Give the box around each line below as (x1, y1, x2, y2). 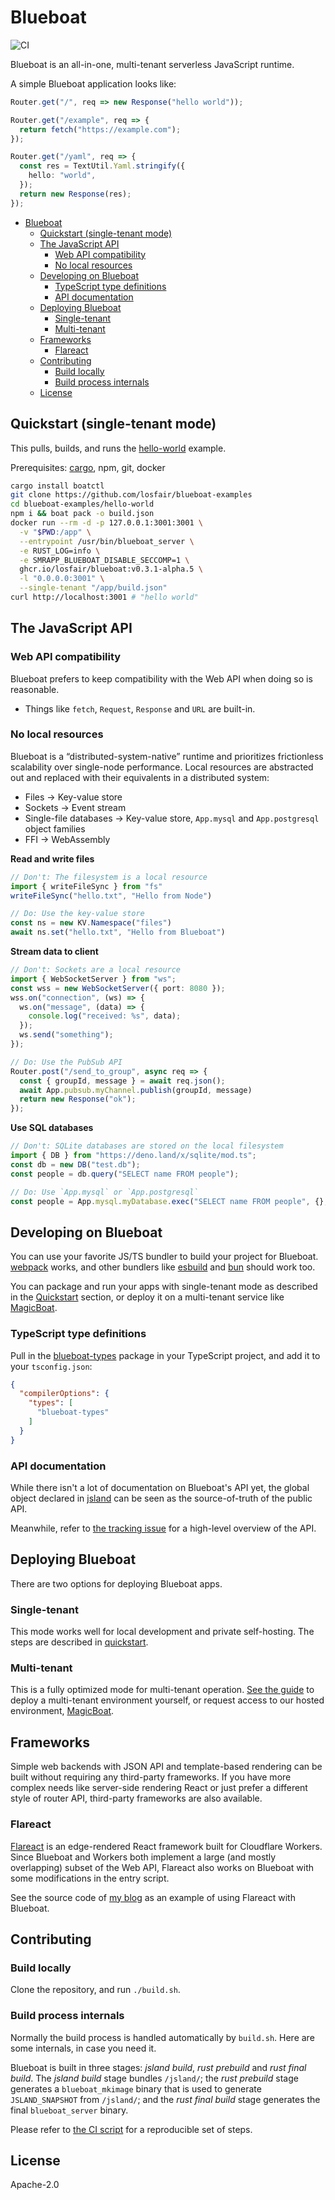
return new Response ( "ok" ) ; (19, 1094, 137, 1105)
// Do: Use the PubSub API (10, 1057, 123, 1067)
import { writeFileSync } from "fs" (10, 881, 163, 891)
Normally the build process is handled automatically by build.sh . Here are (10, 2031, 315, 2043)
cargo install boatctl (10, 481, 105, 491)
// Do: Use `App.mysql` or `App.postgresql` (10, 1187, 199, 1197)
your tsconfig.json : (10, 1360, 93, 1372)
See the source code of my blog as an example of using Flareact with (10, 1891, 296, 1903)
